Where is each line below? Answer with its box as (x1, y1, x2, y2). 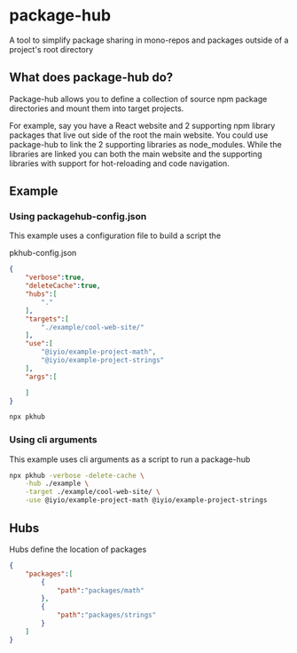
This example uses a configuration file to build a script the (9, 230, 222, 241)
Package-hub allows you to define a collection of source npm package (9, 93, 268, 104)
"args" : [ (25, 372, 58, 381)
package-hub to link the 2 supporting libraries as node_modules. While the (9, 139, 282, 149)
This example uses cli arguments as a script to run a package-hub (9, 454, 251, 465)
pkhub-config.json (9, 248, 77, 259)
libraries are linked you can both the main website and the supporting (9, 148, 263, 159)
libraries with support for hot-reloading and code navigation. (9, 157, 231, 169)
